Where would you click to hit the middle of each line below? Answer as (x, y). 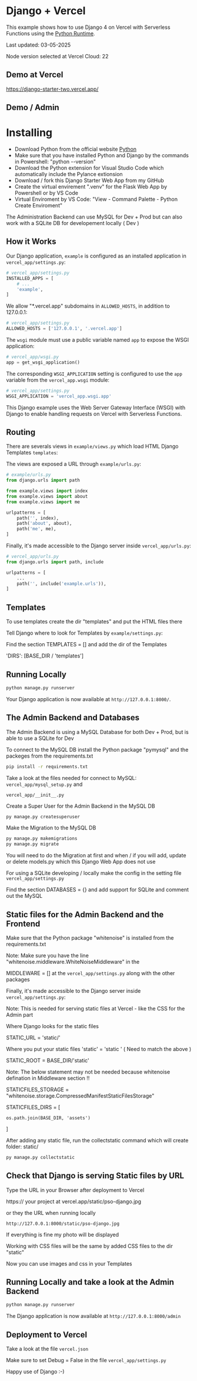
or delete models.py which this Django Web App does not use (81, 862)
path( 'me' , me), (37, 529)
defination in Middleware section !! (48, 1078)
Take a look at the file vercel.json (47, 1349)
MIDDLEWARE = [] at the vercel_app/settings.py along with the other (91, 973)
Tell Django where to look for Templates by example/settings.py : (84, 633)
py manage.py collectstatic (41, 1157)
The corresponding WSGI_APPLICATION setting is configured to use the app (94, 374)
